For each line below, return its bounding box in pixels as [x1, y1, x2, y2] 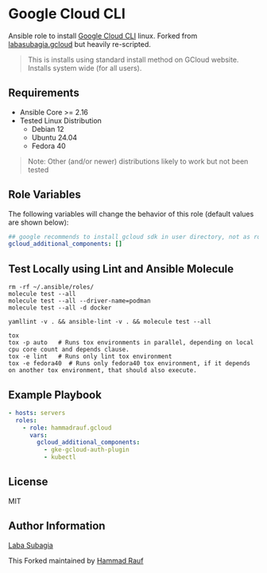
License [8, 475, 48, 489]
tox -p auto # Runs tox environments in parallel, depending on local [8, 339, 254, 347]
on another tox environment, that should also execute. [8, 367, 197, 375]
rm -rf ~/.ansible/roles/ [8, 283, 94, 291]
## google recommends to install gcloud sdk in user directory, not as [8, 233, 250, 240]
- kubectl [43, 453, 77, 461]
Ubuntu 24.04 [31, 133, 78, 142]
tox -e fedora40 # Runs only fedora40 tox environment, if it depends [8, 360, 250, 367]
